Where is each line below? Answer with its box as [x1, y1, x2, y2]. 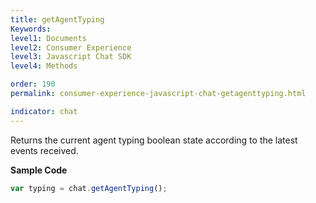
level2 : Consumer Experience [10, 42, 132, 53]
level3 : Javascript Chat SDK [10, 52, 132, 62]
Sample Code [10, 164, 68, 176]
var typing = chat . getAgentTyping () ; [10, 183, 168, 193]
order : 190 [10, 79, 56, 90]
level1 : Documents [10, 33, 87, 43]
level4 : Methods [10, 61, 78, 71]
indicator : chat [10, 106, 78, 116]
